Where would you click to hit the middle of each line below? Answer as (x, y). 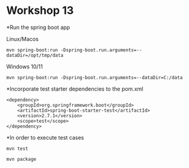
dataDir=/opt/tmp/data (35, 55)
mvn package (21, 159)
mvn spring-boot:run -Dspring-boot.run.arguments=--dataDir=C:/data (94, 77)
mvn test (17, 149)
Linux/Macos (22, 39)
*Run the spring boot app (38, 27)
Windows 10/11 (25, 66)
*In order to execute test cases (45, 137)
